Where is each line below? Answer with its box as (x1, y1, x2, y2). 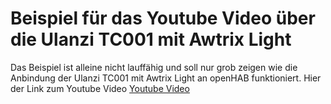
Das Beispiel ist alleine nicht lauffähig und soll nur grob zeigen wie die (10, 61, 298, 73)
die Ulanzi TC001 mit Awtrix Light (10, 28, 292, 51)
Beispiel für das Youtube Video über (10, 7, 316, 30)
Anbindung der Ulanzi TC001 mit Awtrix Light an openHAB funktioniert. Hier (10, 72, 322, 84)
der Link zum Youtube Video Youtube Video (10, 82, 190, 94)
